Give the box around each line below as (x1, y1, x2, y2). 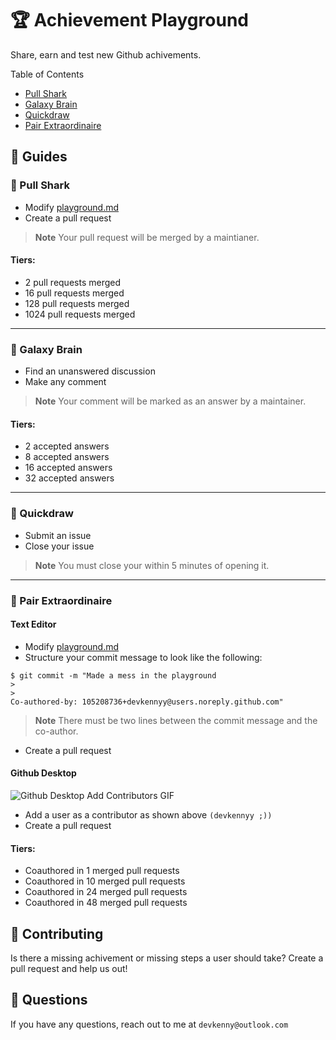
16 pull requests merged (24, 287, 125, 299)
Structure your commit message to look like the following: (24, 651, 263, 663)
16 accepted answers (24, 462, 113, 474)
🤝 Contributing (10, 925, 104, 942)
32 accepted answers (24, 472, 115, 484)
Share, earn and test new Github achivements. (10, 48, 202, 61)
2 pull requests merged (24, 276, 121, 288)
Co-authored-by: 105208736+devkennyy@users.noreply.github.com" (10, 697, 284, 707)
